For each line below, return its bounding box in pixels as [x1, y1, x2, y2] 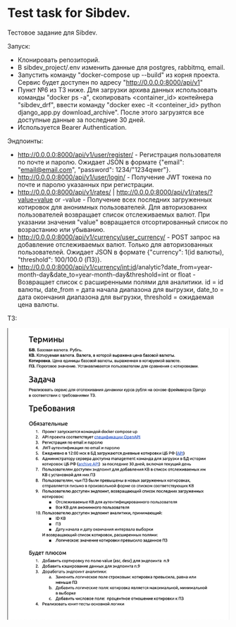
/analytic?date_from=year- [136, 262, 213, 271]
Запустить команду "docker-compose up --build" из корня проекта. [17, 71, 221, 79]
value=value [17, 195, 54, 204]
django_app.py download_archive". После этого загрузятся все [17, 108, 204, 116]
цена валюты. [17, 300, 59, 308]
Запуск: [7, 42, 30, 50]
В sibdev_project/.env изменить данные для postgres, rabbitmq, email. [17, 63, 225, 71]
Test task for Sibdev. [7, 5, 131, 21]
